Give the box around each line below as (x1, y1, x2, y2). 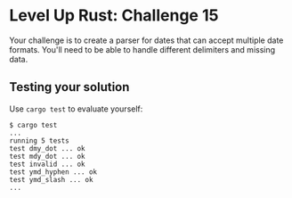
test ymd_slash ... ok (9, 175, 93, 184)
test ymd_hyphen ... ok (9, 167, 98, 177)
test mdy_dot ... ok (9, 152, 86, 161)
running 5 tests (9, 136, 69, 145)
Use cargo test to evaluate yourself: (9, 103, 143, 114)
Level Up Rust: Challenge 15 (9, 5, 219, 26)
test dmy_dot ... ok (9, 144, 86, 153)
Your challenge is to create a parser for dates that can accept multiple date (9, 35, 284, 45)
